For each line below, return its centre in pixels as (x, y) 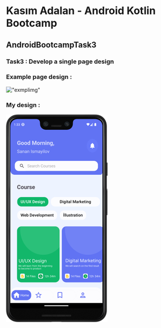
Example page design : (39, 77)
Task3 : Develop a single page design (60, 61)
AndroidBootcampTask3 (51, 45)
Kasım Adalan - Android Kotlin (81, 11)
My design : (23, 105)
